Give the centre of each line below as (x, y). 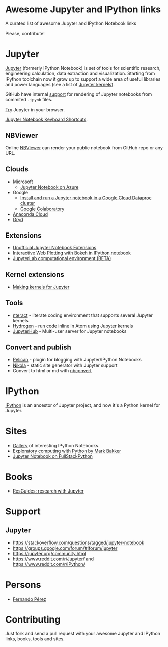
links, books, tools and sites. (35, 639)
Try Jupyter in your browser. (35, 109)
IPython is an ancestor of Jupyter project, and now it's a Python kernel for (83, 405)
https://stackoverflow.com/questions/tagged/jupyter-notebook (78, 542)
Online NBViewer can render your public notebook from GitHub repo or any (84, 148)
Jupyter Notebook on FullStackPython (52, 456)
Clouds (17, 169)
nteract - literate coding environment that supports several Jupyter (83, 315)
